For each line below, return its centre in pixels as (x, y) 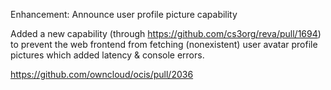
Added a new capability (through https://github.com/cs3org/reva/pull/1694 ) (166, 33)
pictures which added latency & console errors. (107, 55)
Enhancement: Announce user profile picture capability (124, 14)
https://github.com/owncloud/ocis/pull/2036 (102, 74)
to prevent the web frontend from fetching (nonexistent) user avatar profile (164, 44)
